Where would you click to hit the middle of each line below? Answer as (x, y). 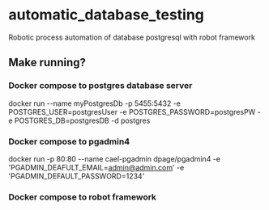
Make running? (47, 63)
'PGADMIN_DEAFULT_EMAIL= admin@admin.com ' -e (96, 167)
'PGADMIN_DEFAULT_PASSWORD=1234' (77, 176)
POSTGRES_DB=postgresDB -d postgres (83, 120)
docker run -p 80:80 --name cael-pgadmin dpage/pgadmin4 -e (115, 158)
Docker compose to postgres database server (100, 86)
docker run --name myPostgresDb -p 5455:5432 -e (94, 103)
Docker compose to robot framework (82, 197)
